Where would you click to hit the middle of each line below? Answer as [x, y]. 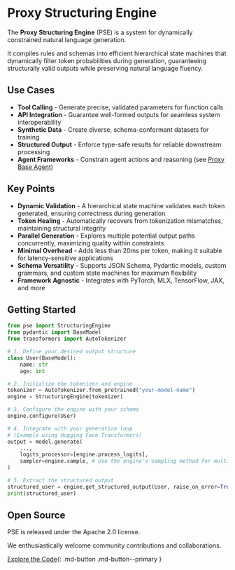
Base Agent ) [35, 167]
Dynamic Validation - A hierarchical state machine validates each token [121, 205]
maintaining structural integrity [62, 228]
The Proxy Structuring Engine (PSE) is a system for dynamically [100, 32]
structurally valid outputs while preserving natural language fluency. [105, 68]
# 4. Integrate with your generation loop [70, 428]
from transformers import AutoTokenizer [67, 339]
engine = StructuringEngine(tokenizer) [65, 397]
